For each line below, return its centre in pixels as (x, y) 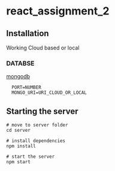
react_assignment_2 (58, 11)
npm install (21, 146)
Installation (28, 33)
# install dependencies (36, 141)
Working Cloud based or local (43, 48)
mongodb (18, 76)
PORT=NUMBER (27, 88)
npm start (19, 162)
